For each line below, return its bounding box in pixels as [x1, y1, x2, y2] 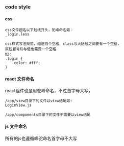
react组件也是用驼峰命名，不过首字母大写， [5, 88, 93, 94]
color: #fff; [14, 61, 41, 66]
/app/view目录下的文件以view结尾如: [5, 99, 73, 104]
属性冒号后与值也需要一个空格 [5, 47, 56, 52]
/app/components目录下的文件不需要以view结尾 [5, 112, 91, 117]
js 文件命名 [5, 123, 27, 129]
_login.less [5, 32, 29, 37]
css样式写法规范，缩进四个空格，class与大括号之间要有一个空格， [5, 41, 122, 46]
